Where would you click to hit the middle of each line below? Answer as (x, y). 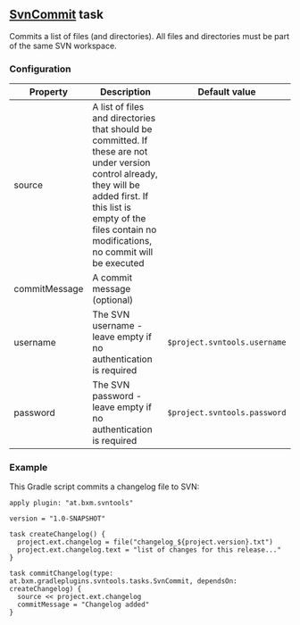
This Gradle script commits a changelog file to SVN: (104, 487)
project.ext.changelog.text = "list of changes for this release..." (149, 550)
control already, (125, 174)
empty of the (119, 219)
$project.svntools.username (227, 342)
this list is (112, 207)
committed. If (120, 140)
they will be (116, 185)
